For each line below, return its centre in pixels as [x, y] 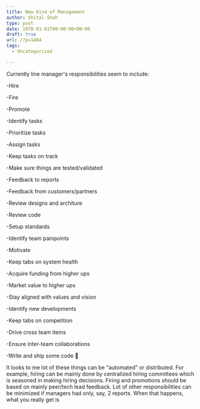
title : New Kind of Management [46, 12]
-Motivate [18, 250]
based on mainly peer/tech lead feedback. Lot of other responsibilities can [99, 387]
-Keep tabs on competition [40, 320]
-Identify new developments [41, 308]
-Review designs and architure [44, 203]
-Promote [18, 109]
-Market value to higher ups [41, 285]
